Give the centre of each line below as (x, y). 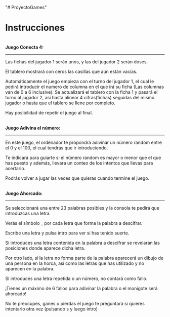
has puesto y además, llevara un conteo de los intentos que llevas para (79, 163)
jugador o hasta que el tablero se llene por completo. (60, 103)
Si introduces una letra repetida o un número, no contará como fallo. (76, 279)
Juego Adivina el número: (33, 128)
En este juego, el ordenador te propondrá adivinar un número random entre (83, 142)
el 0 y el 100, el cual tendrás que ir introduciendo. (57, 148)
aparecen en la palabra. (30, 268)
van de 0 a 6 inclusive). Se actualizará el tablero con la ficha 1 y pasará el (81, 92)
